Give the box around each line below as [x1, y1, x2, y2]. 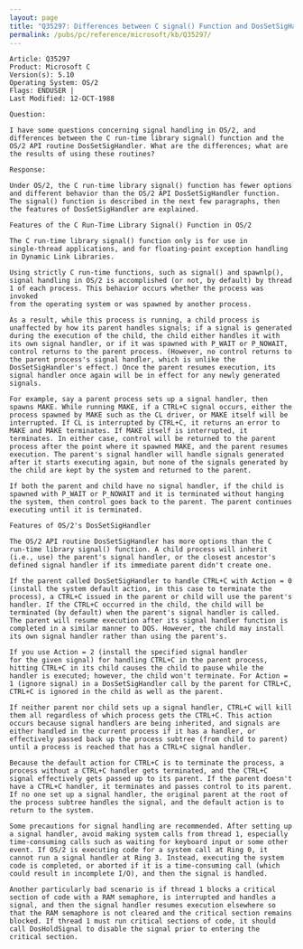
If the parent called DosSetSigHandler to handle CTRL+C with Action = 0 [9, 577, 293, 586]
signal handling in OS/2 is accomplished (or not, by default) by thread [9, 277, 293, 286]
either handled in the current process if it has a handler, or [9, 727, 256, 737]
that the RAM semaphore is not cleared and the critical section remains [9, 909, 293, 918]
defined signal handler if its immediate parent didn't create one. [9, 561, 272, 570]
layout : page [9, 13, 59, 23]
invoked [9, 292, 39, 301]
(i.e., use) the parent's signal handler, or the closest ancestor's [9, 553, 277, 562]
